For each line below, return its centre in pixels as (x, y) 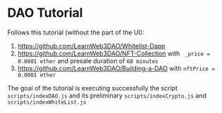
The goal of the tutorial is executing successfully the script (92, 88)
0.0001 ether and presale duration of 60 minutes (88, 60)
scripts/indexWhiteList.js (47, 102)
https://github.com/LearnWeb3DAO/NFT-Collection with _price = (113, 53)
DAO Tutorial (45, 13)
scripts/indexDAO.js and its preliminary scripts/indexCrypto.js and (107, 95)
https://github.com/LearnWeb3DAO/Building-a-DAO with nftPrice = (116, 68)
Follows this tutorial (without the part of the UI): (76, 32)
